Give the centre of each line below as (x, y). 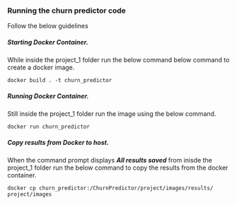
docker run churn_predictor (49, 127)
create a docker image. (41, 68)
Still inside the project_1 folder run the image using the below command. (112, 114)
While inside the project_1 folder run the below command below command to (118, 60)
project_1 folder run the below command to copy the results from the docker (118, 168)
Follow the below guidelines (48, 26)
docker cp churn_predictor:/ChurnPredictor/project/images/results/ (110, 188)
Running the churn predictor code (67, 11)
